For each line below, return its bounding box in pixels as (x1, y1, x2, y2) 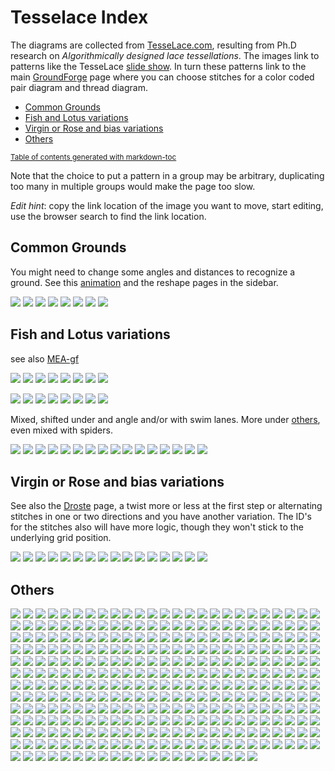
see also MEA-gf (10, 352, 80, 365)
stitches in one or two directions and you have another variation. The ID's (10, 511, 313, 523)
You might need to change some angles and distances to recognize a (10, 266, 296, 278)
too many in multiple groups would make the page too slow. (10, 180, 256, 192)
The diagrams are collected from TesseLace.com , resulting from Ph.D (10, 39, 297, 51)
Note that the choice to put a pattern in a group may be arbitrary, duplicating (10, 169, 325, 181)
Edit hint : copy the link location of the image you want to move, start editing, (10, 199, 324, 211)
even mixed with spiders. (10, 424, 113, 436)
